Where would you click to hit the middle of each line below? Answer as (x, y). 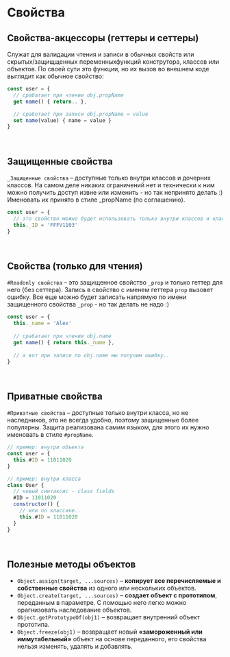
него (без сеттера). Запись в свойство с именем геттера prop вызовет (110, 290)
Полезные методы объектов (72, 564)
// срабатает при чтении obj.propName (69, 95)
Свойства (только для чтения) (75, 266)
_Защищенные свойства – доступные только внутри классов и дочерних (109, 178)
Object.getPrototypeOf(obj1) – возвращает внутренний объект (108, 617)
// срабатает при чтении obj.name (62, 336)
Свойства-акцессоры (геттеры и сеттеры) (103, 38)
